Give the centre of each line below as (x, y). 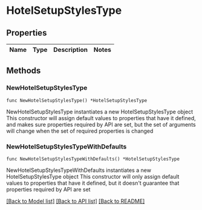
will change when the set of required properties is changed (80, 131)
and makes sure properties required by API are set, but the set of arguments (101, 124)
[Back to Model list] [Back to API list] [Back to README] (76, 201)
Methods (24, 71)
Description (70, 50)
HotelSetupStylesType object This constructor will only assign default (93, 176)
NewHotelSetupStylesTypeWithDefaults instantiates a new (79, 170)
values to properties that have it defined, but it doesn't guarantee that (93, 183)
